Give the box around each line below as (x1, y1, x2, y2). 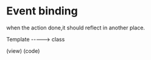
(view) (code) (6, 47, 40, 55)
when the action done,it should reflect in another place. (6, 24, 145, 31)
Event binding (6, 4, 78, 18)
